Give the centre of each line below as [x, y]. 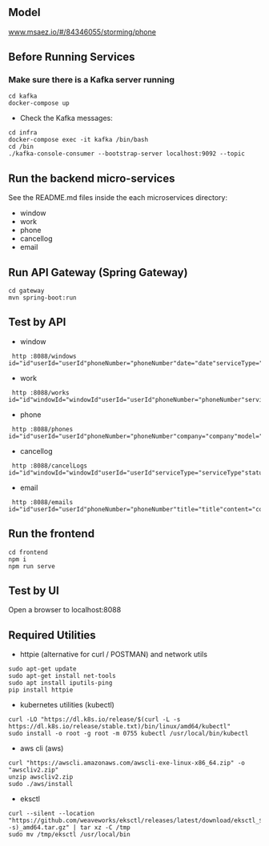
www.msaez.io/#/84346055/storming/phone [82, 32]
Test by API [37, 322]
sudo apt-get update [43, 669]
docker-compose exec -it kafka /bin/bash [78, 140]
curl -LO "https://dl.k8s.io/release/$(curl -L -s [94, 720]
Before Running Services [72, 57]
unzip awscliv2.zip [41, 777]
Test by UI [34, 590]
